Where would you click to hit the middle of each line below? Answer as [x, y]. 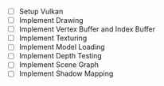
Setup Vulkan [41, 11]
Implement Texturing [53, 38]
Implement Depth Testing [61, 56]
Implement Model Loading [62, 47]
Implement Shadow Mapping [66, 73]
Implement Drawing [51, 21]
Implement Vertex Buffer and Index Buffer [87, 29]
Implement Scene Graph [59, 65]
